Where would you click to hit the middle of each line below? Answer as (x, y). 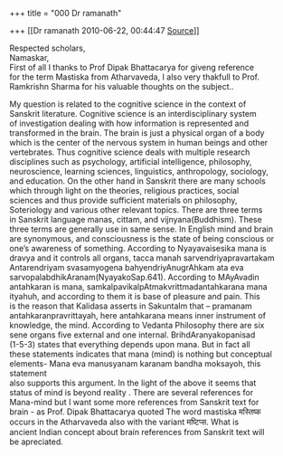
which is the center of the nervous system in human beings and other (139, 142)
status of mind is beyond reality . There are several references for (132, 392)
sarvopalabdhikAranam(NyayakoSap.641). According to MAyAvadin (134, 277)
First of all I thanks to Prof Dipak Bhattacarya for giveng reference (132, 67)
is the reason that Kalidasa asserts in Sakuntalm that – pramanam (131, 306)
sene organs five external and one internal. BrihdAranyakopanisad (132, 335)
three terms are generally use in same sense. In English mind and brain (141, 229)
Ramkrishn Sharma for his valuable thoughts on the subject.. (122, 86)
